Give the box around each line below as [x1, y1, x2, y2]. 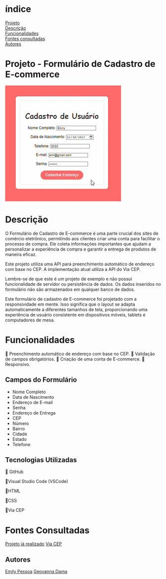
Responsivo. [5, 361, 31, 367]
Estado [12, 436, 27, 442]
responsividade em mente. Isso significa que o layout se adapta [5, 301, 135, 307]
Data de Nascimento [12, 394, 55, 400]
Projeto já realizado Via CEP [5, 541, 62, 547]
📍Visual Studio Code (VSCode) [5, 478, 68, 484]
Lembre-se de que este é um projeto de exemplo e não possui [5, 276, 132, 282]
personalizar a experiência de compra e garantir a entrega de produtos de [5, 246, 156, 252]
